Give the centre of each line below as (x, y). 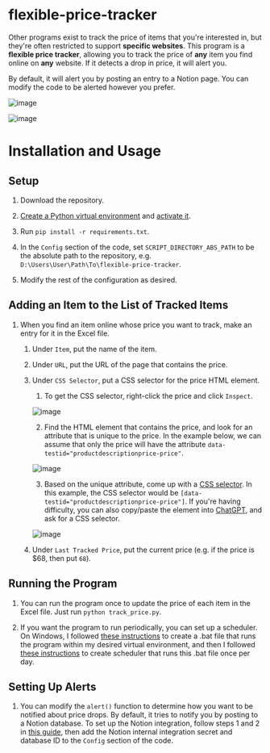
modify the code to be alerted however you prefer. (92, 87)
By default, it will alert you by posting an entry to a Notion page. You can (129, 78)
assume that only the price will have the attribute (125, 444)
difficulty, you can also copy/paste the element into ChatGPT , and (153, 509)
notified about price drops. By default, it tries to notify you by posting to (139, 715)
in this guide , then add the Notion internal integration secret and (126, 732)
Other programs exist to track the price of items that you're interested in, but (135, 37)
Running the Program (63, 584)
